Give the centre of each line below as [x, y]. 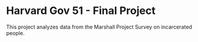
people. [15, 33]
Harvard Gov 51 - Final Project [81, 11]
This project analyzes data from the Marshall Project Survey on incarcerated [99, 27]
